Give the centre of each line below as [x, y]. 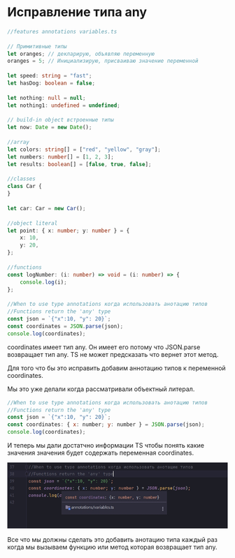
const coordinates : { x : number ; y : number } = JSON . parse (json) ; [106, 425]
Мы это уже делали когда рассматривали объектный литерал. [101, 389]
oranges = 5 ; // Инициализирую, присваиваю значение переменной [103, 61]
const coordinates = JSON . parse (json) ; [65, 326]
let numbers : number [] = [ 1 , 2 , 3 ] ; [60, 157]
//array [19, 142]
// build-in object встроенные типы [60, 120]
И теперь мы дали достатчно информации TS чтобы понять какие [106, 446]
